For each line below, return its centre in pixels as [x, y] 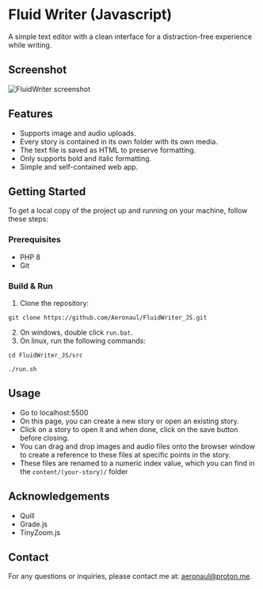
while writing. [30, 44]
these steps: [29, 219]
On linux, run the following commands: [83, 340]
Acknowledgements [59, 497]
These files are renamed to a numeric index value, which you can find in [137, 463]
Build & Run [31, 285]
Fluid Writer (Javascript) [90, 15]
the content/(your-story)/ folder [74, 471]
